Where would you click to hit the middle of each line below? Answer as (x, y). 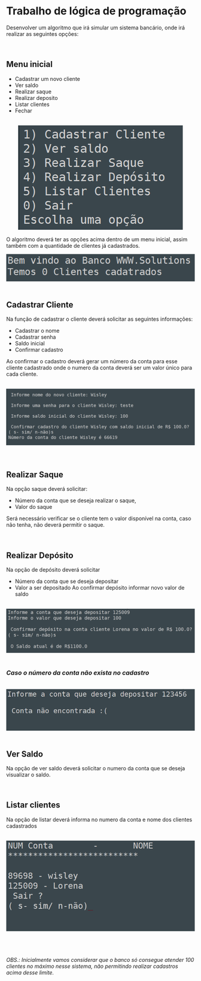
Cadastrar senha (35, 337)
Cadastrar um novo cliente (48, 78)
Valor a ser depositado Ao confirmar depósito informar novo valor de (100, 588)
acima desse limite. (30, 972)
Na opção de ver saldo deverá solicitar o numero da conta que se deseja (96, 768)
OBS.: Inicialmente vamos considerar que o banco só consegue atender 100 (100, 959)
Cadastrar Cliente (40, 304)
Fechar (24, 110)
